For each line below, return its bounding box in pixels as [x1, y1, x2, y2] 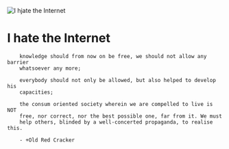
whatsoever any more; [19, 65, 81, 72]
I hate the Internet [7, 31, 111, 46]
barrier [7, 59, 29, 66]
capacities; [19, 89, 53, 96]
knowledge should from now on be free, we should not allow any [19, 53, 207, 59]
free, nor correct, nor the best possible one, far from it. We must [19, 113, 223, 120]
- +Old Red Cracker [19, 137, 75, 144]
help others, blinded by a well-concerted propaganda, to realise [19, 118, 213, 126]
